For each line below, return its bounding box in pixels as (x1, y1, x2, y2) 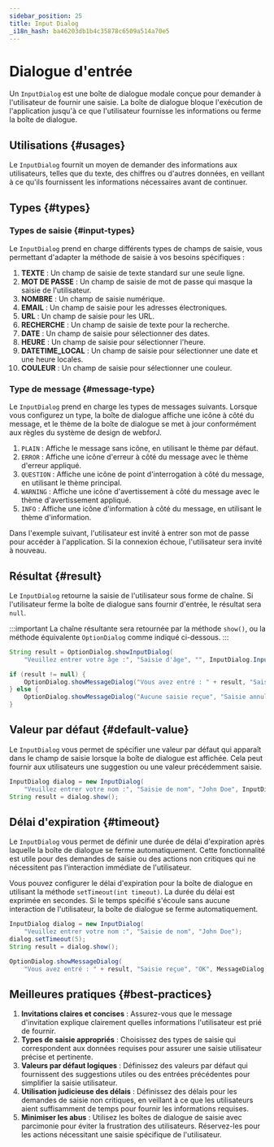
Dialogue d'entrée (9, 62, 133, 80)
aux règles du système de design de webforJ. (9, 428, 162, 437)
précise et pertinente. (20, 1052, 94, 1062)
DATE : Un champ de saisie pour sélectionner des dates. (20, 328, 211, 338)
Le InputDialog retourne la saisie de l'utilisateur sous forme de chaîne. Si (9, 590, 254, 600)
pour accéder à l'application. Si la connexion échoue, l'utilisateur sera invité (9, 537, 263, 547)
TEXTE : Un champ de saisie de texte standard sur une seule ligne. (20, 267, 246, 277)
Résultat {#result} (9, 569, 102, 583)
